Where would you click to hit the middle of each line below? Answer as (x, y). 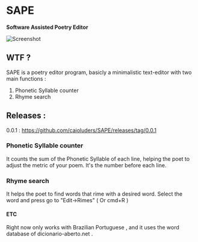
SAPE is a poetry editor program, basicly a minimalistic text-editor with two (99, 72)
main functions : (26, 78)
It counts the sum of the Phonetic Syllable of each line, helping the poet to (98, 159)
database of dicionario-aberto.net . (50, 234)
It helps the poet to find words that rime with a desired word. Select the (94, 194)
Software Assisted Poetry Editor (47, 27)
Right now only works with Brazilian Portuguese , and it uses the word (93, 228)
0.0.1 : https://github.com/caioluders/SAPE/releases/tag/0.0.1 (81, 130)
